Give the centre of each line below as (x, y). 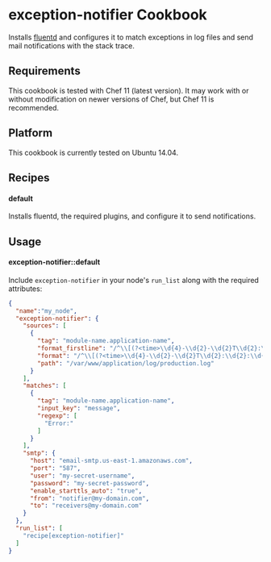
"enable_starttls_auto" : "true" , (86, 491)
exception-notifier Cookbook (108, 15)
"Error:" (59, 423)
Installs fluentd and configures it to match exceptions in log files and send (131, 37)
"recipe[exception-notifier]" (74, 535)
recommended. (33, 107)
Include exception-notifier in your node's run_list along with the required (134, 280)
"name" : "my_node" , (47, 311)
